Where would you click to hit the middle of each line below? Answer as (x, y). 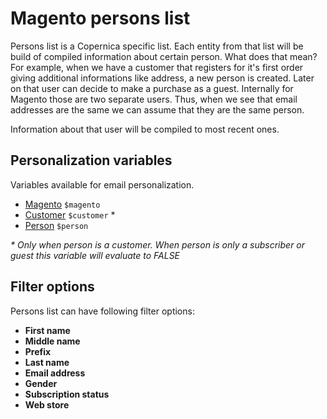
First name (47, 330)
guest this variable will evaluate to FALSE (95, 255)
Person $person (56, 225)
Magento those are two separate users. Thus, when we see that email (154, 99)
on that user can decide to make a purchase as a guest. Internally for (152, 88)
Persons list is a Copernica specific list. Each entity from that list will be (157, 46)
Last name (47, 362)
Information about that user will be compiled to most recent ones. (145, 129)
